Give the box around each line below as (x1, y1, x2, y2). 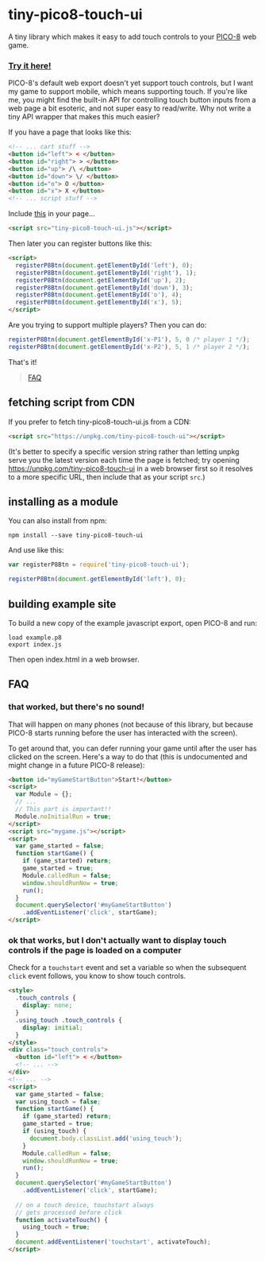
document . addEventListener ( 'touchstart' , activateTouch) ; (15, 1238, 212, 1246)
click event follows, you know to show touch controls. (8, 972, 186, 981)
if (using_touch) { (22, 1127, 87, 1135)
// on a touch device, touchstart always (15, 1201, 155, 1209)
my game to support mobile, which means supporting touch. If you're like (8, 87, 248, 96)
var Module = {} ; (15, 790, 73, 798)
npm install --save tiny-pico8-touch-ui (8, 531, 144, 540)
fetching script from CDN (8, 396, 135, 409)
